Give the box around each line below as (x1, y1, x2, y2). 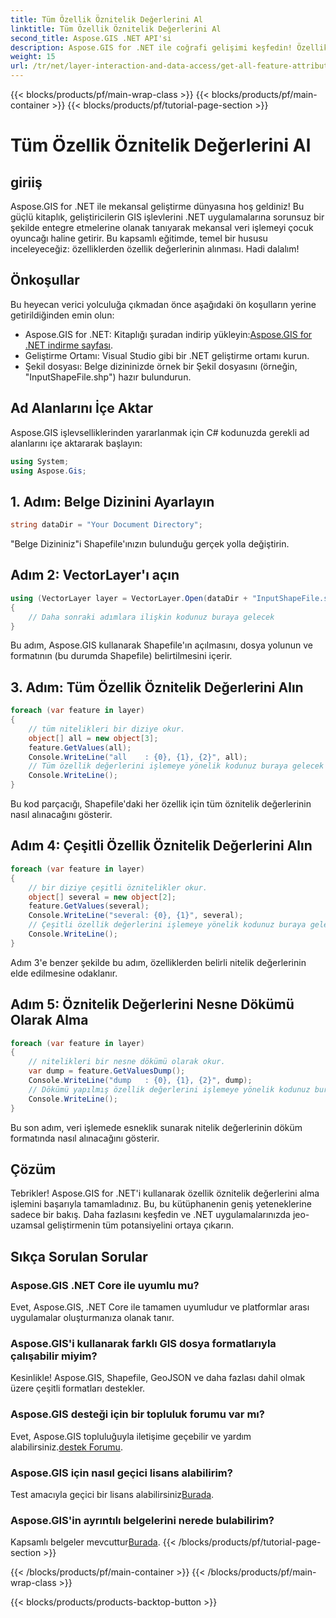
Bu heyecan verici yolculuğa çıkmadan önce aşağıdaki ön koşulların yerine (10, 298, 317, 310)
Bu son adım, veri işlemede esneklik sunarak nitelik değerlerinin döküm (10, 1121, 303, 1133)
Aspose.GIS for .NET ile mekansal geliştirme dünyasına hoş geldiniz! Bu (10, 201, 305, 212)
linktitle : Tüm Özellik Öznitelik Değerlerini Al (10, 24, 222, 34)
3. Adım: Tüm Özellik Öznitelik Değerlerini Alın (10, 679, 304, 696)
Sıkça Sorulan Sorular (10, 1248, 148, 1265)
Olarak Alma (10, 1012, 89, 1029)
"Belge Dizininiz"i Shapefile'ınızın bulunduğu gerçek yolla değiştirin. (10, 538, 290, 550)
